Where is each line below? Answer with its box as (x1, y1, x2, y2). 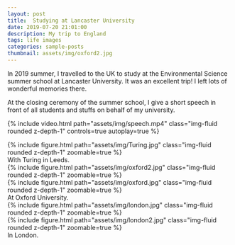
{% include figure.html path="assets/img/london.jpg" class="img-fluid (7, 200, 213, 209)
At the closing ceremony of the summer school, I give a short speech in (7, 98, 217, 106)
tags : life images (7, 37, 62, 44)
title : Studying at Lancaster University (7, 17, 135, 24)
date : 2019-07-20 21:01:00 (7, 23, 87, 30)
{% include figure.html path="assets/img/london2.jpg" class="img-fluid (7, 215, 217, 224)
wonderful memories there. (7, 84, 87, 93)
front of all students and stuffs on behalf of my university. (7, 106, 175, 114)
